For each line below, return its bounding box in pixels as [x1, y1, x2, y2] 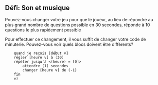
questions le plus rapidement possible [5, 27, 81, 33]
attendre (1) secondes [22, 63, 69, 68]
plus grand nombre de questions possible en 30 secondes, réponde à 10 [5, 22, 150, 28]
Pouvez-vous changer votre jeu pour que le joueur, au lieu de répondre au [5, 16, 153, 22]
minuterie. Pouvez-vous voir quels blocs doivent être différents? [5, 41, 134, 47]
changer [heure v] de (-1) [22, 68, 77, 72]
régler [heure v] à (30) [14, 55, 64, 60]
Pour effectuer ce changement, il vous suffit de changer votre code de [5, 36, 146, 42]
